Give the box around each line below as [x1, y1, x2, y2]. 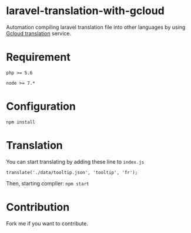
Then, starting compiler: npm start [6, 179, 89, 187]
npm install [6, 119, 35, 125]
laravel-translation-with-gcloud [6, 4, 165, 18]
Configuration [6, 100, 76, 113]
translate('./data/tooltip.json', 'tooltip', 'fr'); [6, 169, 138, 175]
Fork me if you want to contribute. [6, 219, 88, 227]
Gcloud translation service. [6, 29, 72, 36]
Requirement [6, 51, 71, 64]
